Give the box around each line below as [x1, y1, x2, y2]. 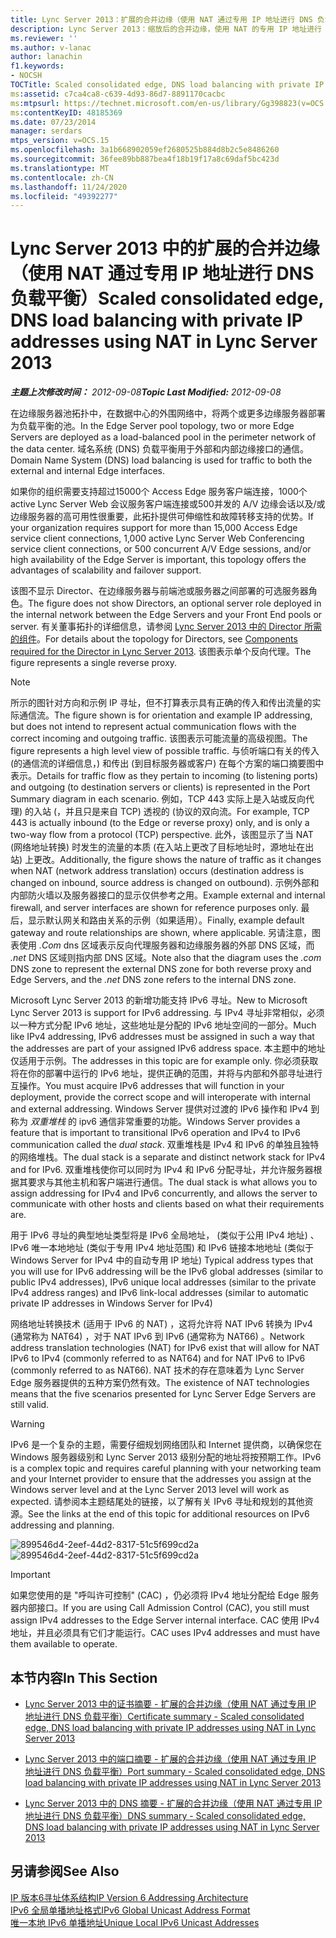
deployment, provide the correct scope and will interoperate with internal [10, 1091, 311, 1103]
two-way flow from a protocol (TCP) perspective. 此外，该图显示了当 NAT [10, 829, 314, 841]
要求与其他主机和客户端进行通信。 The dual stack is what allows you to [27, 1176, 318, 1188]
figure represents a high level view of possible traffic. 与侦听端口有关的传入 [10, 745, 320, 757]
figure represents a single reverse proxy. [10, 657, 178, 669]
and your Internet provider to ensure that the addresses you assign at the [10, 1473, 312, 1485]
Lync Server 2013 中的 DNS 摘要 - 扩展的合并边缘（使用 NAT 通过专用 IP [24, 1797, 323, 1809]
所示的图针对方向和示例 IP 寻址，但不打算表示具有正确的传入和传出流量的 [10, 697, 313, 709]
